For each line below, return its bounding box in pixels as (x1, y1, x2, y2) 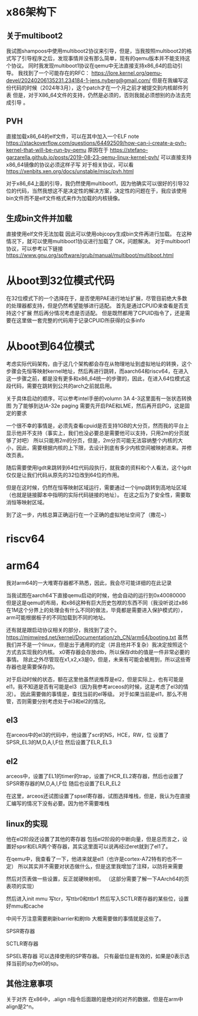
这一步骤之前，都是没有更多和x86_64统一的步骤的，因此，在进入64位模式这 (6, 375, 190, 382)
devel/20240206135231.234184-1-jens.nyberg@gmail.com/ (6, 77, 151, 84)
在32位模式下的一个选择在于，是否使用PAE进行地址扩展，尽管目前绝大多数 (6, 294, 187, 302)
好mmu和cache (6, 902, 44, 910)
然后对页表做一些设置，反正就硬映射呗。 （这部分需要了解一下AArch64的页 (6, 875, 190, 882)
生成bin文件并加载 (6, 213, 72, 224)
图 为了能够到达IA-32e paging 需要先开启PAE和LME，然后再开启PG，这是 (6, 402, 185, 409)
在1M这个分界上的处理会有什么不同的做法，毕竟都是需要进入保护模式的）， (6, 606, 186, 613)
